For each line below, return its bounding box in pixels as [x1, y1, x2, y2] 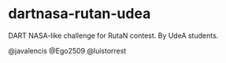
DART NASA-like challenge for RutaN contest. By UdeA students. [8, 31, 219, 40]
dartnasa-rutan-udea [8, 5, 151, 23]
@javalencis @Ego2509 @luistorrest [8, 46, 127, 55]
